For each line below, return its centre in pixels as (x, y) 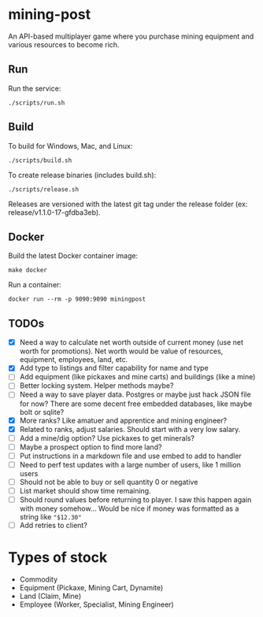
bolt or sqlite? (42, 412)
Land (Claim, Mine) (50, 597)
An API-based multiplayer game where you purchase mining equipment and (131, 36)
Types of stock (58, 558)
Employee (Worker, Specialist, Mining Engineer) (97, 604)
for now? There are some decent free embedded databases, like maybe (136, 404)
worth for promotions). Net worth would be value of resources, (121, 351)
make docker (28, 270)
